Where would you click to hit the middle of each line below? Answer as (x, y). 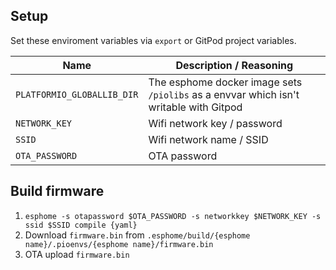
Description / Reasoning (234, 65)
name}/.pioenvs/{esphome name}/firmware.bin (119, 244)
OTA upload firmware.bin (77, 254)
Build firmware (57, 191)
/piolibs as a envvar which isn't (224, 94)
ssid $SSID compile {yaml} (81, 225)
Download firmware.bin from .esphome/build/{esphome (137, 235)
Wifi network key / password (215, 123)
